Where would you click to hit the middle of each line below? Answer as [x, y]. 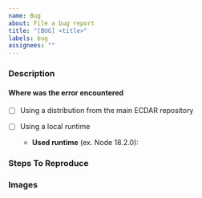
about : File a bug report [51, 23]
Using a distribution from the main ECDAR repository [107, 111]
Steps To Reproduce [48, 164]
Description [32, 74]
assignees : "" [32, 46]
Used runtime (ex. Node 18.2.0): [85, 143]
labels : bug [28, 38]
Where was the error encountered [66, 92]
